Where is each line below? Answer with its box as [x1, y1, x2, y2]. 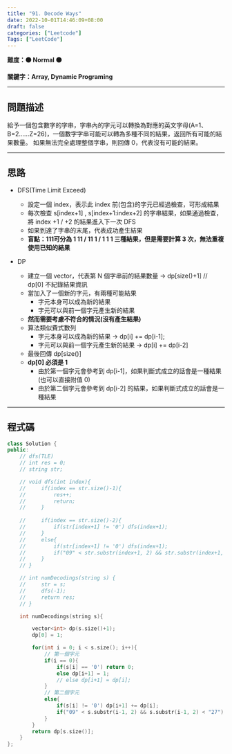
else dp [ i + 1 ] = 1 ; [56, 670, 110, 677]
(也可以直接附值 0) [37, 375, 91, 384]
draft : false [7, 23, 45, 30]
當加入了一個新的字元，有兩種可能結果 [27, 289, 137, 297]
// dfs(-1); [19, 587, 67, 594]
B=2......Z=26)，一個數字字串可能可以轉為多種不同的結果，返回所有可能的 [7, 129, 216, 138]
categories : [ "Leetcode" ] [7, 29, 81, 37]
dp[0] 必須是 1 [27, 358, 68, 366]
